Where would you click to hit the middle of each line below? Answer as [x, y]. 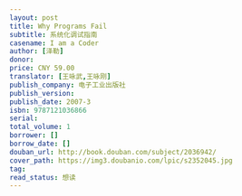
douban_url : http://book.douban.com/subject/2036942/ [113, 152]
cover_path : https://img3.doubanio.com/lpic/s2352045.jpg [121, 160]
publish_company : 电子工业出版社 [68, 85]
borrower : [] [34, 135]
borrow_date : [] [40, 144]
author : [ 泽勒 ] [37, 51]
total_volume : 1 [40, 127]
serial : [24, 118]
